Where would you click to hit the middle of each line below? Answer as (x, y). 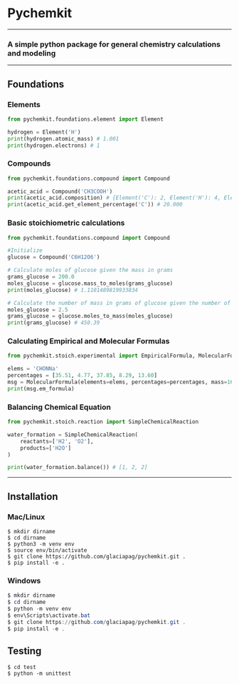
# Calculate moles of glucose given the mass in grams (90, 270)
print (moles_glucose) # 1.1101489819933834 (73, 290)
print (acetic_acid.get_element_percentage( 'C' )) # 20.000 (95, 205)
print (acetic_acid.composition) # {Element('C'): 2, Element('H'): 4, (114, 198)
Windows (24, 580)
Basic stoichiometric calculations (66, 223)
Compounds (29, 164)
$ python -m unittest (39, 674)
